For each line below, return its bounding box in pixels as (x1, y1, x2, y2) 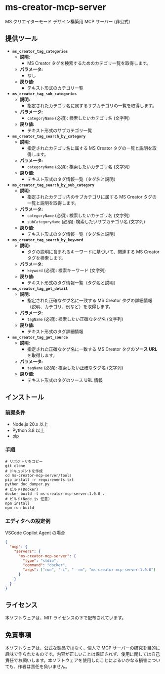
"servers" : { (14, 549, 41, 554)
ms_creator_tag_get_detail (12, 286, 68, 291)
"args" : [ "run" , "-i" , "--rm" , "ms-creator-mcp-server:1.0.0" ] (23, 567, 156, 572)
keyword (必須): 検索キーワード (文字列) (27, 267, 106, 273)
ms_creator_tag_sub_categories (12, 91, 77, 96)
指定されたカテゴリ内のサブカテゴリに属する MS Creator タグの (27, 194, 157, 200)
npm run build (5, 505, 35, 510)
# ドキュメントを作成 (5, 469, 43, 473)
